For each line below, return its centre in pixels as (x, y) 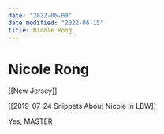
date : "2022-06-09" (40, 15)
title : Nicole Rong (40, 30)
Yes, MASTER (30, 121)
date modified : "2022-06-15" (56, 23)
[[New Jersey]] (33, 91)
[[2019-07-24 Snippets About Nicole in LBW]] (82, 106)
